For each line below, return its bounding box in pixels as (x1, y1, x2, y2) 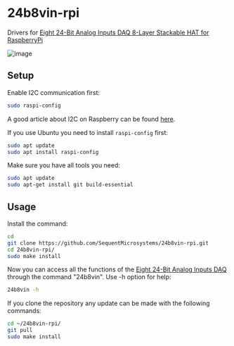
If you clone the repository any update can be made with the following (7, 299, 210, 307)
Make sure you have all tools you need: (7, 161, 121, 169)
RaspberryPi (7, 35, 44, 44)
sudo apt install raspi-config (7, 148, 99, 155)
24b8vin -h (7, 286, 39, 293)
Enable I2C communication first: (7, 88, 100, 96)
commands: (7, 307, 42, 315)
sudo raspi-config (7, 102, 61, 109)
